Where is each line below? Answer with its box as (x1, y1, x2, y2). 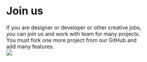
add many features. (6, 43, 55, 50)
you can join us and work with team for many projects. (6, 30, 140, 37)
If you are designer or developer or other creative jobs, (6, 24, 142, 31)
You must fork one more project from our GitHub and (6, 36, 137, 44)
